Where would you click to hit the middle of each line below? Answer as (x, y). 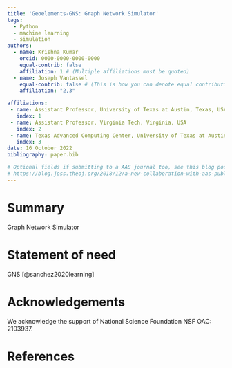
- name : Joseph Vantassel (51, 78)
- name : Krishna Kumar (46, 53)
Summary (36, 208)
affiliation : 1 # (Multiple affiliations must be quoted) (105, 71)
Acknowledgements (66, 302)
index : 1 (29, 116)
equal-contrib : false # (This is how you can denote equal (106, 84)
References (41, 356)
